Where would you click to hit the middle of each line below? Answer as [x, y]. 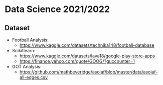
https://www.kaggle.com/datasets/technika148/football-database [87, 45]
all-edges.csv [34, 77]
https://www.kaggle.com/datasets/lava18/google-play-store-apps [87, 56]
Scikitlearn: [24, 51]
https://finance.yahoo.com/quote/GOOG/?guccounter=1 [77, 61]
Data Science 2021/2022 [57, 9]
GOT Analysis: [27, 67]
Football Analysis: [30, 40]
